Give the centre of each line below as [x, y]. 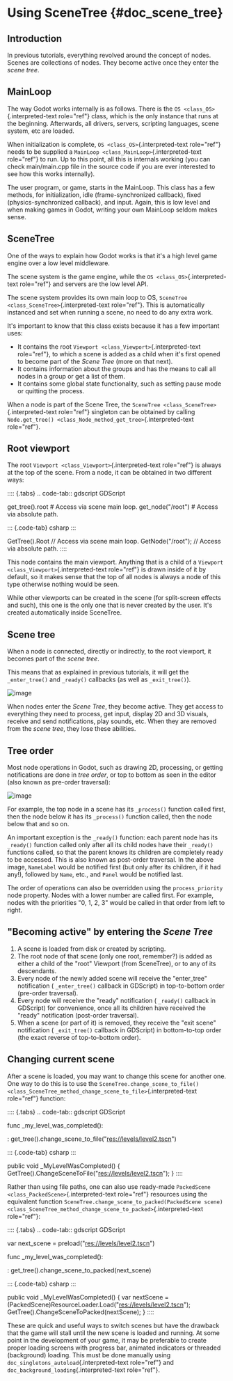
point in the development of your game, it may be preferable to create [107, 1340]
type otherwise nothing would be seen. [63, 584]
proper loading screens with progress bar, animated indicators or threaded [114, 1348]
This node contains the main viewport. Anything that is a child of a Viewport [115, 562]
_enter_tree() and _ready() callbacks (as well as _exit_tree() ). [99, 679]
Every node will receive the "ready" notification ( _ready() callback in [116, 1000]
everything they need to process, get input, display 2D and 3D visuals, [108, 714]
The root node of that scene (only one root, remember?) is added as [115, 956]
